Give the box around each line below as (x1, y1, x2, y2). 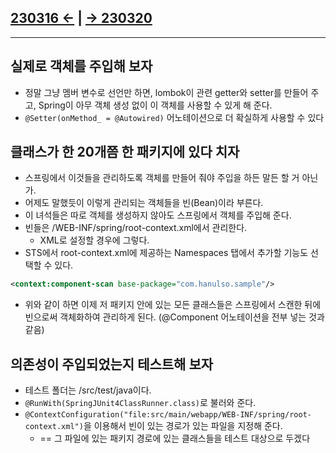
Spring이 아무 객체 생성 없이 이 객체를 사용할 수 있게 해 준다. (38, 99, 273, 111)
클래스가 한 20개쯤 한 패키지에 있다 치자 (10, 144, 240, 161)
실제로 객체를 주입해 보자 (10, 58, 153, 75)
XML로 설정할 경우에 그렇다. (39, 234, 150, 246)
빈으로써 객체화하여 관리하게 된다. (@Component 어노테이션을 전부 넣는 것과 (24, 311, 325, 323)
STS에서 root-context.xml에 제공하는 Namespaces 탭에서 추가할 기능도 (24, 247, 309, 259)
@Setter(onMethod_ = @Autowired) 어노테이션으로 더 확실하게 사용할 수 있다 (24, 111, 325, 123)
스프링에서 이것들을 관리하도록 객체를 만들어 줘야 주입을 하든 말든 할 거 (24, 172, 300, 184)
